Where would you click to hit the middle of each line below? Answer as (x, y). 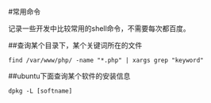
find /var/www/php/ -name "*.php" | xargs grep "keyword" (106, 60)
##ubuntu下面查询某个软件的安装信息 (69, 76)
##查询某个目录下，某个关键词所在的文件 (75, 45)
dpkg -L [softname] (40, 91)
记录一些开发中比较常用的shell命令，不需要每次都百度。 (99, 29)
